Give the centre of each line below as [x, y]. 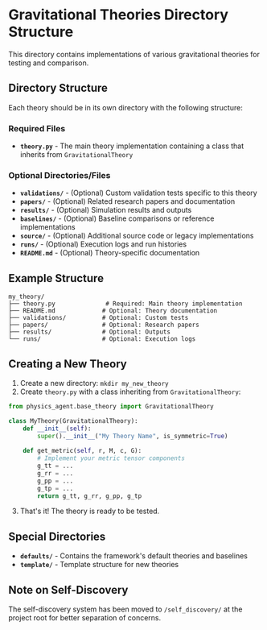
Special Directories [57, 536]
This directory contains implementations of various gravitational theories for [134, 54]
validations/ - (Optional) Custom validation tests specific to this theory [138, 193]
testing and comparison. [49, 63]
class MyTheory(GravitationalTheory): [73, 421]
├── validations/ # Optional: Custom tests [99, 318]
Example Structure [56, 278]
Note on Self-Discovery [68, 590]
